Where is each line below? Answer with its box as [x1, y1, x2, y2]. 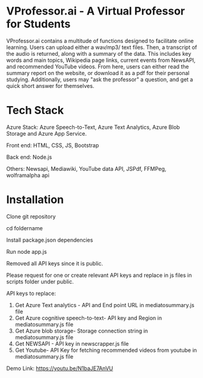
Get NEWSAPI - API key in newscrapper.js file [15, 340, 129, 347]
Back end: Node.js [6, 153, 53, 161]
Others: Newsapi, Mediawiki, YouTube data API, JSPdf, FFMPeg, [6, 165, 167, 172]
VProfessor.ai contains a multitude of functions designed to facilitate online [6, 37, 194, 44]
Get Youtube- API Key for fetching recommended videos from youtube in [15, 346, 197, 354]
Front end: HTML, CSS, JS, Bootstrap [6, 141, 99, 149]
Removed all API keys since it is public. [6, 259, 103, 267]
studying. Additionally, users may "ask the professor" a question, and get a [6, 76, 193, 83]
